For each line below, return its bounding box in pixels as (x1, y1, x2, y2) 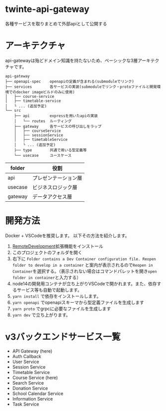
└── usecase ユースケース (14, 153, 72, 158)
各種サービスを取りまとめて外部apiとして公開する (5, 20, 107, 26)
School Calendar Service (12, 391, 64, 397)
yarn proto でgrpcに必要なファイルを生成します (12, 306, 111, 312)
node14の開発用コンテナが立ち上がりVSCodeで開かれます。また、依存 (12, 281, 158, 287)
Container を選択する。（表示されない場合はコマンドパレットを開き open (12, 268, 157, 274)
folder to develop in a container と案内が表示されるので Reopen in (12, 262, 153, 268)
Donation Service (12, 385, 48, 391)
